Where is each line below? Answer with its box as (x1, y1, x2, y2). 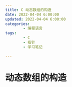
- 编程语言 (23, 26, 43, 31)
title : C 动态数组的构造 (5, 7, 51, 12)
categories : (5, 21, 30, 26)
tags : (5, 30, 16, 35)
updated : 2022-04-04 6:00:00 (5, 16, 66, 21)
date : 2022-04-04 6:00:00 (5, 12, 59, 17)
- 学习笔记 (23, 44, 43, 49)
